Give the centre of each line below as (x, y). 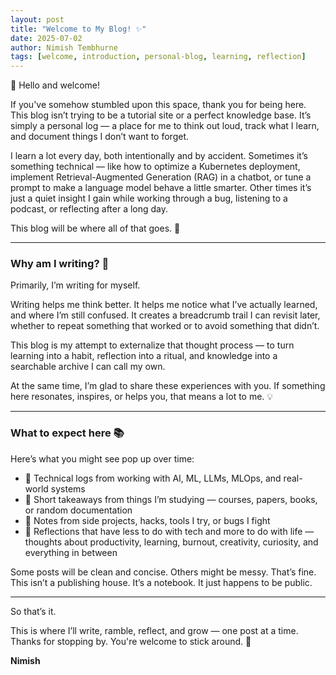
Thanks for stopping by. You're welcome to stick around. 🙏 (131, 641)
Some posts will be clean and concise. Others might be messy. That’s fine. (163, 572)
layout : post (37, 19)
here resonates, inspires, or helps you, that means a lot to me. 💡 (142, 397)
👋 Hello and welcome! (55, 85)
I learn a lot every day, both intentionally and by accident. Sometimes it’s (159, 156)
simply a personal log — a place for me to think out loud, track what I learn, (165, 126)
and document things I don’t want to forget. (100, 137)
